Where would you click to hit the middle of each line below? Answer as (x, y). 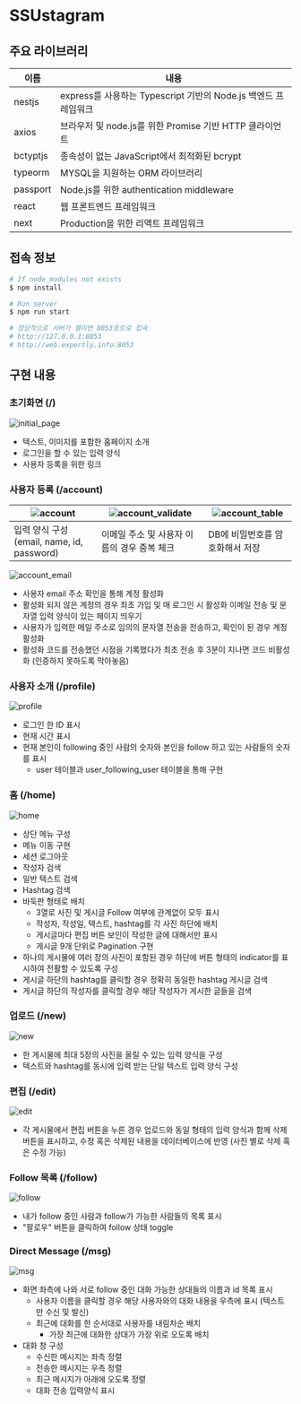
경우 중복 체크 (147, 548)
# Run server (34, 304)
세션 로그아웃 (45, 856)
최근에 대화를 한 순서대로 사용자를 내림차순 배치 (118, 1322)
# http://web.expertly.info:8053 (72, 345)
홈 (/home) (33, 795)
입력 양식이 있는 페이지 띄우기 (90, 616)
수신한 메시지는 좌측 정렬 (79, 1356)
